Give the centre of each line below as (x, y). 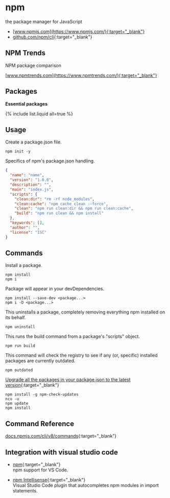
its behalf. (16, 318)
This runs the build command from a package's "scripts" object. (73, 337)
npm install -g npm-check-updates (42, 395)
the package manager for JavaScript (44, 22)
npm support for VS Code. (40, 470)
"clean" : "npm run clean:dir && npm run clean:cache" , (74, 209)
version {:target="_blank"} (32, 385)
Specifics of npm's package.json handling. (50, 161)
